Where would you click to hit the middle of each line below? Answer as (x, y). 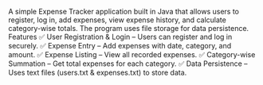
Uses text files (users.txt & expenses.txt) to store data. (98, 72)
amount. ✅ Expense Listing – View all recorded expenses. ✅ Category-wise (132, 54)
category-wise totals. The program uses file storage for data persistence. (129, 28)
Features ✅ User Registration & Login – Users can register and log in (120, 37)
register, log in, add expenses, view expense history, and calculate (118, 20)
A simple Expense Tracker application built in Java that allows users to (124, 12)
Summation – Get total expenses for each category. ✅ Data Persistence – (128, 64)
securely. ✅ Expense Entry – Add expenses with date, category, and (120, 46)
